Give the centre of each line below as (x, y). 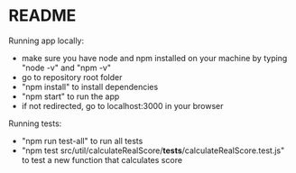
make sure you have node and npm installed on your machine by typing (154, 58)
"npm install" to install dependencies (90, 86)
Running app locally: (46, 41)
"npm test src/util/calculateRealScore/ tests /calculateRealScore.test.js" (153, 150)
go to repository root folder (72, 77)
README (42, 16)
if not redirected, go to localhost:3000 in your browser (122, 105)
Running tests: (35, 123)
